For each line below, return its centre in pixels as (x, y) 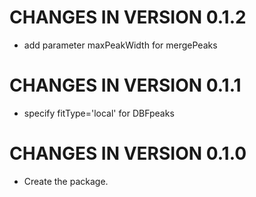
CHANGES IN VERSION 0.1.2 (128, 17)
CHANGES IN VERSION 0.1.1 (125, 85)
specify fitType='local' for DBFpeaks (99, 113)
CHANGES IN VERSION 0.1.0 (128, 153)
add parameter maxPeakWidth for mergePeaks (120, 45)
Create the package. (66, 181)
